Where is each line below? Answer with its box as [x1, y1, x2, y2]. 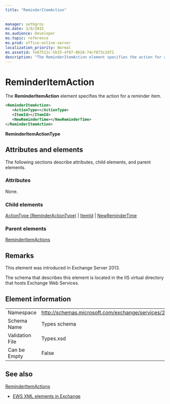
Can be [8, 346, 25, 353]
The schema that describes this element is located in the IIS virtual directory [5, 274, 164, 281]
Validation [8, 332, 31, 339]
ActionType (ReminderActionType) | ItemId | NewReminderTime [5, 213, 137, 219]
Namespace [8, 309, 37, 316]
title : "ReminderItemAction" [5, 7, 67, 13]
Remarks [5, 251, 34, 260]
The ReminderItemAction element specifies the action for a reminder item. [5, 93, 162, 99]
